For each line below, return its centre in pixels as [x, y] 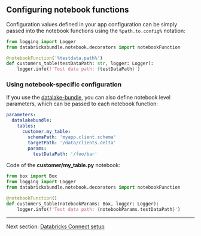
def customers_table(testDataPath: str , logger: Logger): [80, 63]
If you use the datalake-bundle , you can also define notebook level [88, 98]
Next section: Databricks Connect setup [55, 226]
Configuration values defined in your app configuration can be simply [92, 24]
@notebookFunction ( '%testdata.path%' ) [54, 58]
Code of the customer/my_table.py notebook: [63, 165]
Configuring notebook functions [68, 10]
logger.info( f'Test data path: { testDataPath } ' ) [79, 69]
